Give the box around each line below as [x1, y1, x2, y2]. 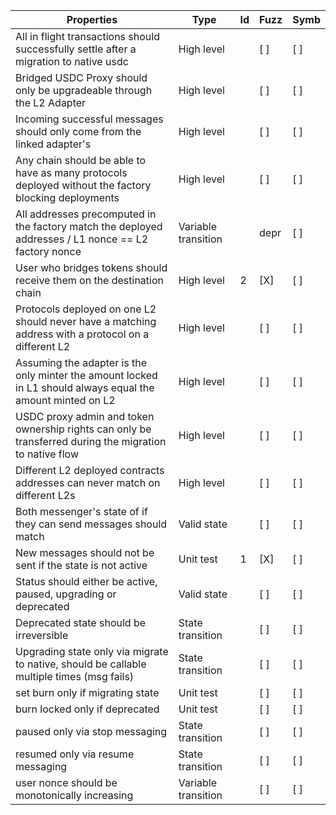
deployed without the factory [15, 179, 152, 192]
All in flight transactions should [15, 30, 160, 43]
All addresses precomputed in [15, 207, 157, 221]
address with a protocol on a [15, 327, 150, 341]
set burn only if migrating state [15, 686, 160, 699]
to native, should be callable [15, 657, 147, 671]
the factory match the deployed [15, 220, 163, 233]
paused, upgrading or [15, 587, 117, 601]
